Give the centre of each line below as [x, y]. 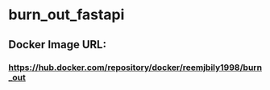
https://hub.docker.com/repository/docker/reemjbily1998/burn [135, 67]
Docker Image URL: [58, 45]
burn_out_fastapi [66, 15]
